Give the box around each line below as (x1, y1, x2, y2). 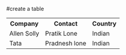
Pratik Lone (45, 30, 78, 37)
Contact (53, 19, 78, 28)
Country (91, 19, 117, 28)
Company (10, 19, 39, 28)
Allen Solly (9, 30, 39, 37)
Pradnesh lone (45, 39, 87, 47)
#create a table (6, 5, 44, 12)
